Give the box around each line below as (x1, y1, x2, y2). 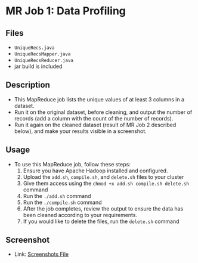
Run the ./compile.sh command (23, 199, 102, 206)
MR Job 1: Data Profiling (5, 4, 126, 18)
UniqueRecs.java (14, 45, 55, 51)
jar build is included (14, 63, 63, 70)
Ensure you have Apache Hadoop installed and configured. (23, 167, 168, 174)
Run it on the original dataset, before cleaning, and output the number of (14, 109, 193, 116)
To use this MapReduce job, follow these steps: (14, 160, 131, 168)
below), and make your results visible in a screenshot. (14, 127, 147, 135)
